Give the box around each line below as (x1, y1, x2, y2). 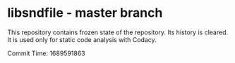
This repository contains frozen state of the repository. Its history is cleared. (7, 28, 228, 36)
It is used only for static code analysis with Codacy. (7, 35, 157, 43)
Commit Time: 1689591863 (7, 49, 86, 57)
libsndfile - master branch (7, 5, 163, 21)
